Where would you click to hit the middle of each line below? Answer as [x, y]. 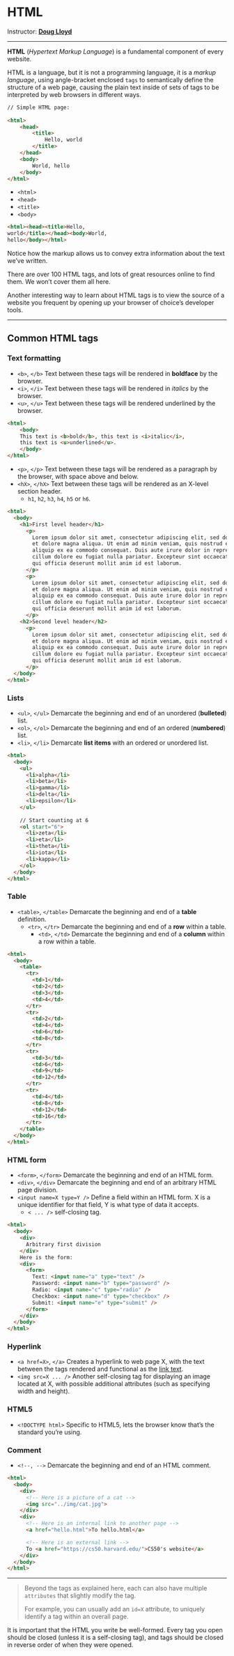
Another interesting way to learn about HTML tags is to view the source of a [116, 295]
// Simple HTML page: [39, 107]
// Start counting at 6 [54, 820]
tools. [15, 310]
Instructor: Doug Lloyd [40, 31]
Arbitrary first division [63, 1244]
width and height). [44, 1391]
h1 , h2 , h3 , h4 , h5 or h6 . [59, 499]
